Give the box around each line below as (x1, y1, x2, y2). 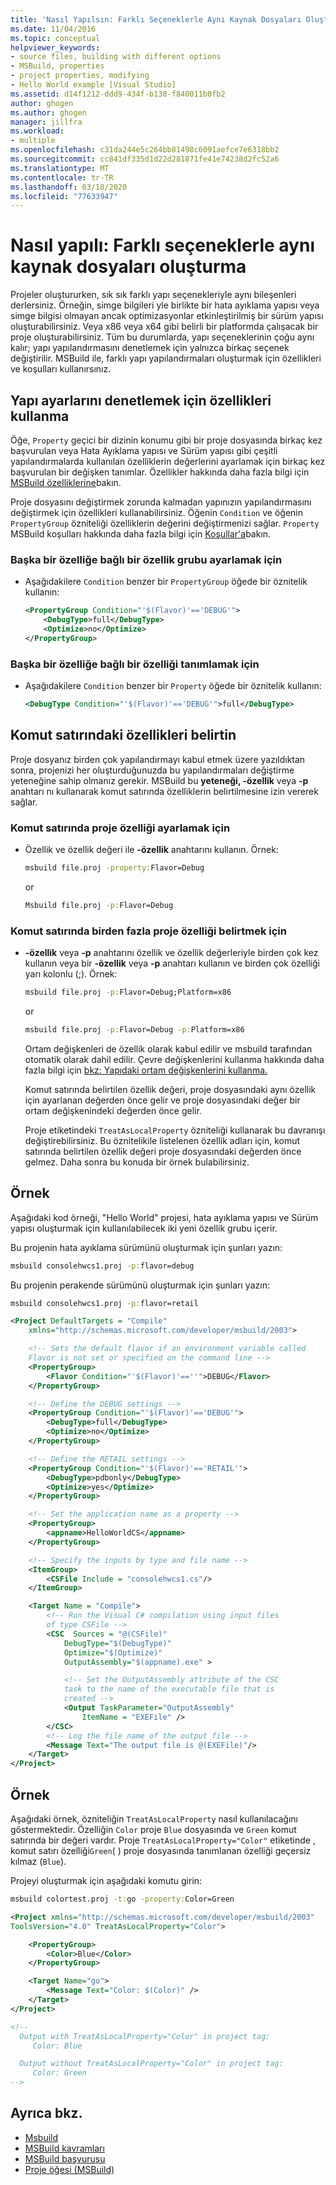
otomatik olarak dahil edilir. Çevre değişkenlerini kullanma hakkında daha (24, 1053, 325, 1065)
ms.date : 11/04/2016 (10, 24, 97, 34)
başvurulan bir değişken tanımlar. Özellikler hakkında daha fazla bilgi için (10, 466, 310, 478)
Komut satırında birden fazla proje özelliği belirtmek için (10, 924, 287, 938)
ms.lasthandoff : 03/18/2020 (10, 182, 128, 192)
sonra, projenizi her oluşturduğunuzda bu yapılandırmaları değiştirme (10, 764, 295, 776)
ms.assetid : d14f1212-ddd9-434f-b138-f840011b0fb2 (10, 89, 226, 99)
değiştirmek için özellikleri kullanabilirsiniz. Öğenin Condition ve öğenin (10, 507, 303, 518)
